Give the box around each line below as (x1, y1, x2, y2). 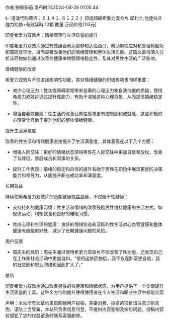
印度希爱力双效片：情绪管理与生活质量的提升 (5, 32, 98, 38)
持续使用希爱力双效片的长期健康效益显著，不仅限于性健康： (5, 194, 129, 200)
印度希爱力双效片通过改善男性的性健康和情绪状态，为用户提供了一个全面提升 (5, 283, 164, 289)
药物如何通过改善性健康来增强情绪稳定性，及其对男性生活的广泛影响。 (14, 55, 159, 61)
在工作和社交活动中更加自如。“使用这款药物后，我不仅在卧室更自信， (12, 256, 156, 261)
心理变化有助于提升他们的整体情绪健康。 (12, 117, 97, 123)
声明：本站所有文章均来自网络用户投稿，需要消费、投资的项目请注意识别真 (5, 300, 159, 306)
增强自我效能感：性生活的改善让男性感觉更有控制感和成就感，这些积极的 (12, 111, 162, 117)
